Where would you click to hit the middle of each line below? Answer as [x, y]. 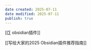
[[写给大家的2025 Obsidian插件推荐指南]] [46, 43]
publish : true [19, 18]
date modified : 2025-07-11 [32, 14]
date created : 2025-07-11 [31, 9]
